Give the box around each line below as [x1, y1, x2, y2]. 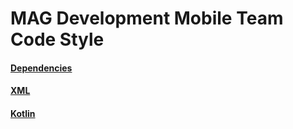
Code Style [10, 28, 105, 51]
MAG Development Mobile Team [10, 7, 284, 30]
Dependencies [10, 62, 73, 74]
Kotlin [10, 107, 36, 119]
